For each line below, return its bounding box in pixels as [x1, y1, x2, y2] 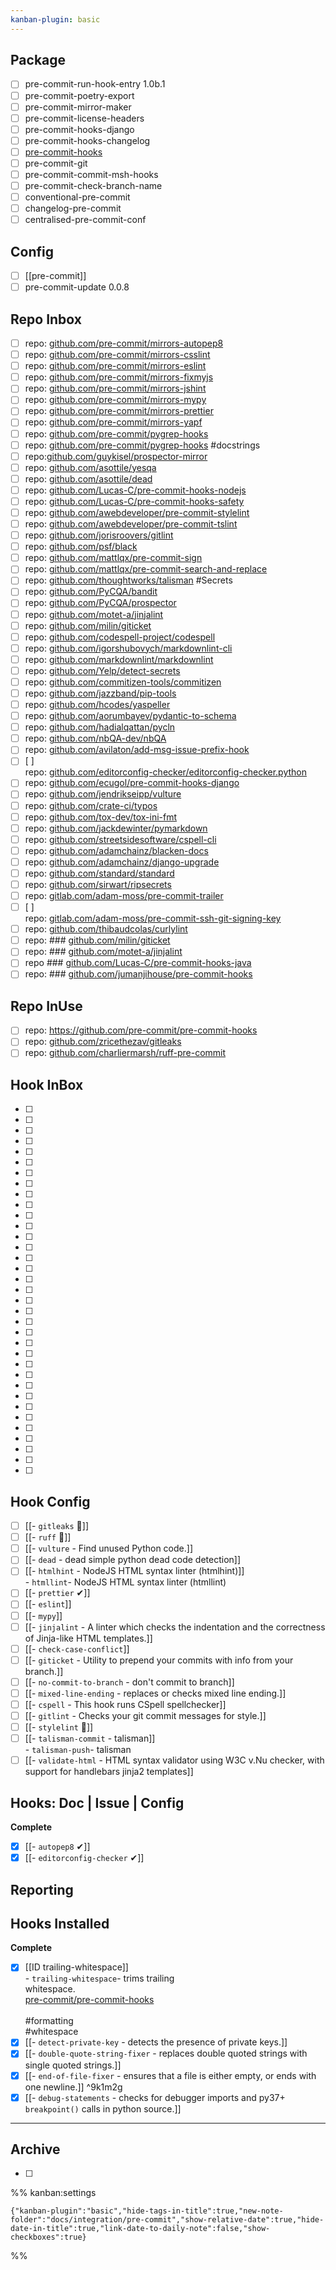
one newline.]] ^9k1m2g [24, 2081, 123, 2093]
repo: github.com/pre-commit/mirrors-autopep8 [24, 337, 224, 349]
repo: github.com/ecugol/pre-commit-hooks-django [24, 777, 240, 789]
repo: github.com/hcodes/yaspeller [24, 699, 171, 710]
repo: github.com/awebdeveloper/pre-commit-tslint [24, 518, 238, 530]
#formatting [24, 2015, 74, 2027]
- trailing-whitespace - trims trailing [24, 1972, 175, 1985]
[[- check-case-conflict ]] [24, 1642, 130, 1655]
